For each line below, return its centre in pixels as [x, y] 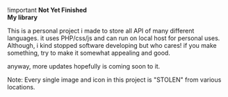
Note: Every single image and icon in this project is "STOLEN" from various [114, 80]
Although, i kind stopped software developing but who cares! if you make [112, 45]
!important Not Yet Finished [47, 10]
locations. [21, 87]
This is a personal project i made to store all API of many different [101, 31]
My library [23, 17]
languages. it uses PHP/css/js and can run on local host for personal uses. [114, 38]
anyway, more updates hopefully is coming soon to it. [84, 66]
